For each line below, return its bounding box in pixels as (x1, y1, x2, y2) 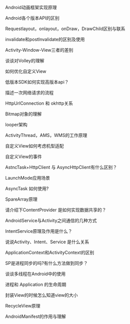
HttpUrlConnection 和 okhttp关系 (5, 100, 73, 106)
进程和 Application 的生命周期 (5, 281, 67, 287)
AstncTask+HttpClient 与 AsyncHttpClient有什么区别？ (5, 165, 117, 170)
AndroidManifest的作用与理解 (5, 313, 66, 319)
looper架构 (5, 122, 28, 127)
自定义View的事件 (5, 153, 42, 159)
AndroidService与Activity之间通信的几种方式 (5, 218, 97, 223)
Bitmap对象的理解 (5, 111, 42, 117)
